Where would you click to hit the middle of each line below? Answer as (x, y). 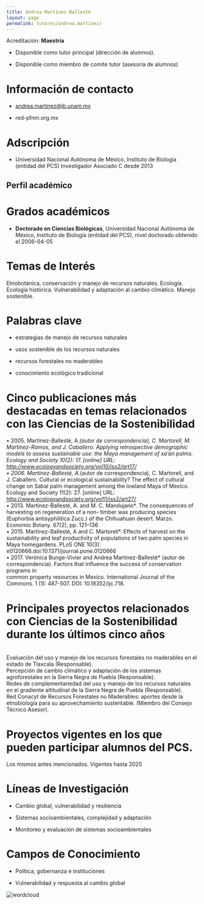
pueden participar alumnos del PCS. (100, 747)
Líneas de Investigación (68, 789)
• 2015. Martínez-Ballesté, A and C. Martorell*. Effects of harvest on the (96, 532)
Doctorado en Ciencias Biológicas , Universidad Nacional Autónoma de (105, 228)
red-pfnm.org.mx (37, 118)
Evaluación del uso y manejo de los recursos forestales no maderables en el (102, 658)
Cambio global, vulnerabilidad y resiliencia (68, 806)
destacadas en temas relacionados (97, 411)
